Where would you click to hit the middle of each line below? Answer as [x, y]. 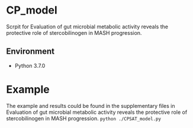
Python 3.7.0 [30, 65]
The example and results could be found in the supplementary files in [91, 106]
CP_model [32, 10]
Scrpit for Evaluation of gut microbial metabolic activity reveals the [87, 27]
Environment [30, 52]
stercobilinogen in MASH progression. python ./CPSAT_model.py [84, 118]
